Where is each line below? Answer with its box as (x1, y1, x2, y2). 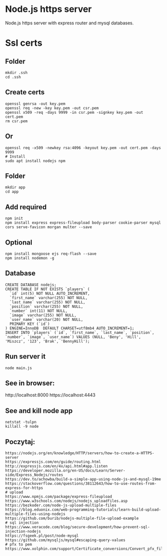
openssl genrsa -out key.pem (5, 101, 66, 106)
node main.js (5, 365, 32, 371)
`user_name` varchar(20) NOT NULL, (9, 317, 83, 322)
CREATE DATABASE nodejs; (5, 282, 57, 287)
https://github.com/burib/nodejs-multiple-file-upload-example (5, 516, 139, 521)
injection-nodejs (5, 529, 41, 534)
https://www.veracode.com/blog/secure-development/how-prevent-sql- (5, 525, 150, 530)
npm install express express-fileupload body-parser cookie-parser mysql (5, 220, 162, 226)
